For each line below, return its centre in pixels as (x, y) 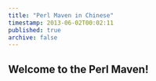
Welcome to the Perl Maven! (78, 69)
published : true (34, 30)
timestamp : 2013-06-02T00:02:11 (61, 23)
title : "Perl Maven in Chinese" (61, 15)
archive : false (33, 37)
